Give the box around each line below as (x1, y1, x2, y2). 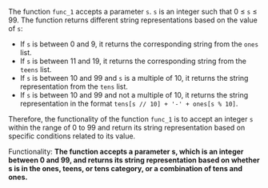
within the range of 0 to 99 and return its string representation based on (8, 123, 246, 132)
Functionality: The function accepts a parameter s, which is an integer (8, 147, 244, 156)
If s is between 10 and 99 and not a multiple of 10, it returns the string (19, 90, 249, 99)
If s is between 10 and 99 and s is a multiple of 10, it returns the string (19, 74, 249, 82)
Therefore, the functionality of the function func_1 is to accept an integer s (8, 114, 254, 123)
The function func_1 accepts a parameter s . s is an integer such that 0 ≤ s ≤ (8, 7, 258, 16)
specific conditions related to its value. (8, 131, 136, 141)
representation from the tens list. (19, 82, 128, 91)
